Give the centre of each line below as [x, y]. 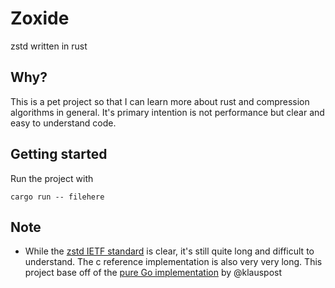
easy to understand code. [63, 123]
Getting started [59, 154]
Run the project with [52, 178]
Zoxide [40, 18]
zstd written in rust [49, 46]
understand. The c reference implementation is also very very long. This [173, 262]
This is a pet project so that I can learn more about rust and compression [160, 101]
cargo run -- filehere [57, 197]
